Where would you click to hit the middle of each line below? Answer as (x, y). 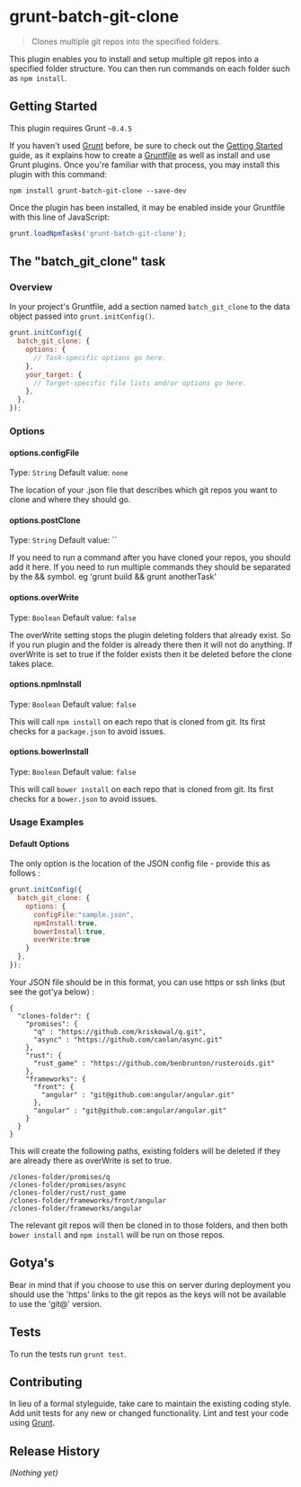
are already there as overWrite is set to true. (91, 1160)
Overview (31, 287)
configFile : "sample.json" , (84, 915)
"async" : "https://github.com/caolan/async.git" (128, 1040)
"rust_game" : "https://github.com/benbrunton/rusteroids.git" (154, 1063)
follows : (25, 873)
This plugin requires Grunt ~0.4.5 (71, 128)
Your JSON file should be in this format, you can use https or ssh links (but (147, 982)
